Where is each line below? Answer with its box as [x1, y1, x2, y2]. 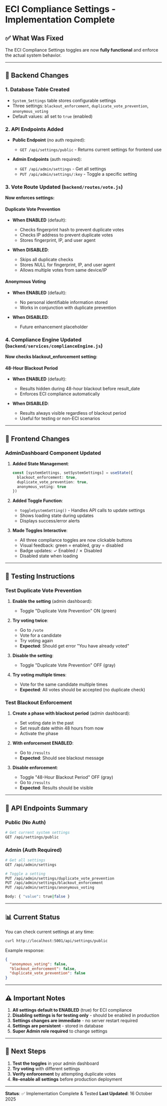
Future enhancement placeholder [19, 324, 88, 330]
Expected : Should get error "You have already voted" [19, 643, 129, 649]
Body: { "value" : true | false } [5, 894, 70, 899]
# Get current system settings [5, 830, 70, 835]
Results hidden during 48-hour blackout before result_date [19, 386, 140, 392]
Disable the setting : [12, 652, 54, 659]
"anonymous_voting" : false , [9, 961, 68, 966]
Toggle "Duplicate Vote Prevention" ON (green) [19, 607, 117, 614]
